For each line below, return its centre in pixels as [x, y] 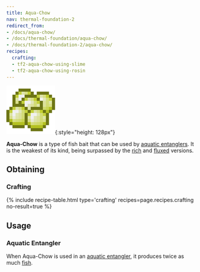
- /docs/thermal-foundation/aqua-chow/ [57, 39]
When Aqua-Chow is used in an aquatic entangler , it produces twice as [95, 256]
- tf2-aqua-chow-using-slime [49, 64]
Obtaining [26, 169]
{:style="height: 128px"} [85, 132]
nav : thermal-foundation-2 [40, 19]
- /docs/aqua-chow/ [31, 32]
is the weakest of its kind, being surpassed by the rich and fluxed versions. [100, 150]
